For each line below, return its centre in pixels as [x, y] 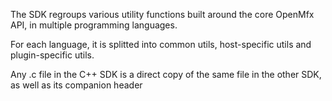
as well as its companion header [76, 85]
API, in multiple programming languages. [94, 25]
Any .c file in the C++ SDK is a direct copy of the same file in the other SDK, [166, 74]
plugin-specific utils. [52, 55]
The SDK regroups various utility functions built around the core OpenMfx [162, 14]
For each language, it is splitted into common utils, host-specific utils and [161, 44]
